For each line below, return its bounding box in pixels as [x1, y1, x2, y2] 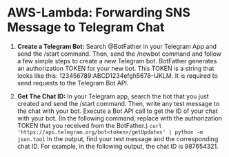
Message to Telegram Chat [7, 19, 165, 35]
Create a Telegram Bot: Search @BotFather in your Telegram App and [17, 42, 217, 50]
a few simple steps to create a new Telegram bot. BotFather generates [17, 56, 217, 65]
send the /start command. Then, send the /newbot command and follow [17, 50, 222, 58]
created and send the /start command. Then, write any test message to [17, 99, 219, 107]
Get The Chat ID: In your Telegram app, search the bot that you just [17, 92, 209, 101]
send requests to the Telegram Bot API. [17, 78, 129, 87]
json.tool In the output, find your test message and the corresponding [17, 134, 219, 143]
